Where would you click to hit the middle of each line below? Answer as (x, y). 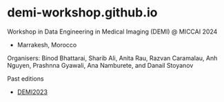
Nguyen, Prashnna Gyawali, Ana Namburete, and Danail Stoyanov (100, 65)
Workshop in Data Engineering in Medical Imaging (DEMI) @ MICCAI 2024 (112, 31)
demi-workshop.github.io (82, 13)
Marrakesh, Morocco (47, 44)
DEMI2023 (32, 92)
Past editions (26, 78)
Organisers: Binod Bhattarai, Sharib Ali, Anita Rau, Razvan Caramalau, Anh (112, 58)
